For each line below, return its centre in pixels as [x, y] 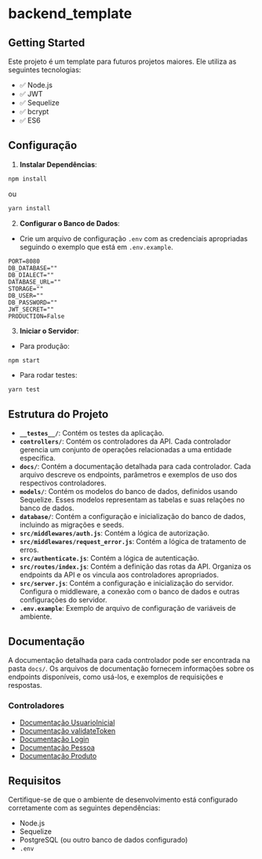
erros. [29, 550]
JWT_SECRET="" [31, 309]
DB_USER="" [26, 295]
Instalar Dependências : [58, 164]
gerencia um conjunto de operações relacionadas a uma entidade [126, 450]
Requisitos [35, 781]
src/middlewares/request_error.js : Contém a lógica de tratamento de [133, 542]
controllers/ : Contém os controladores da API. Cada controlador [125, 441]
